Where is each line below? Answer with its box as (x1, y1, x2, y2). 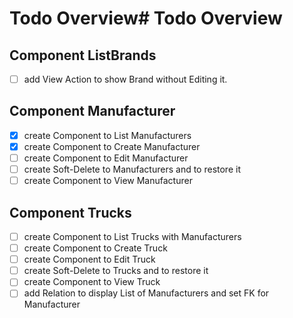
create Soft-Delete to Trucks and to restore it (23, 265, 209, 277)
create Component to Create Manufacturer (23, 140, 201, 152)
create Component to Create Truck (23, 242, 168, 254)
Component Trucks (9, 204, 132, 221)
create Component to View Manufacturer (23, 175, 193, 187)
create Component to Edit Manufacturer (23, 152, 189, 164)
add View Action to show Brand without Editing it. (23, 73, 228, 85)
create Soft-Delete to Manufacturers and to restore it (23, 163, 241, 176)
